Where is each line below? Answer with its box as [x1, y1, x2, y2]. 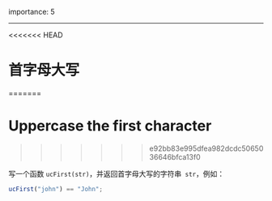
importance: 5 [8, 7, 55, 16]
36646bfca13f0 [149, 152, 201, 161]
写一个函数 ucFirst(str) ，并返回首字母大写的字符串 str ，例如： [8, 169, 225, 178]
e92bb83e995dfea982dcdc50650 [149, 143, 264, 153]
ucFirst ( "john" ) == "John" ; [8, 185, 104, 193]
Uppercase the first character [8, 117, 212, 135]
